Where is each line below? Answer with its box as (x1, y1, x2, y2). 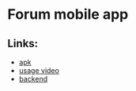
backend (18, 75, 48, 83)
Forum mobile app (7, 5, 129, 24)
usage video (18, 66, 60, 75)
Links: (7, 37, 39, 50)
